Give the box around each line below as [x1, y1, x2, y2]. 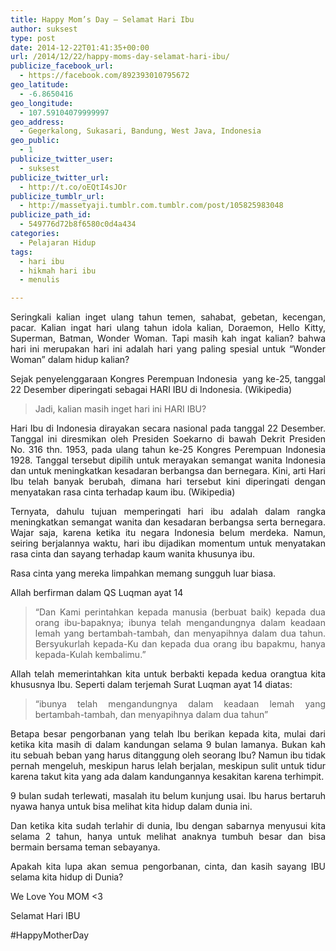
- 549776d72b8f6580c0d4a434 [19, 219, 137, 230]
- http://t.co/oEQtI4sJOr [19, 182, 128, 192]
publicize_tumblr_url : [10, 191, 105, 201]
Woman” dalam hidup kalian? [10, 354, 130, 366]
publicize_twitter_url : [10, 172, 110, 183]
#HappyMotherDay [10, 929, 90, 941]
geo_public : [10, 136, 60, 146]
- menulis [19, 275, 60, 285]
